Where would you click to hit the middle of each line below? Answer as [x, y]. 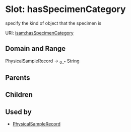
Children [19, 95]
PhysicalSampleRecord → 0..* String [42, 61]
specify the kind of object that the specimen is [53, 23]
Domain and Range [36, 49]
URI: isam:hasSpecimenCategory [40, 33]
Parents [18, 78]
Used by [18, 112]
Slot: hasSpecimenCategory [65, 9]
